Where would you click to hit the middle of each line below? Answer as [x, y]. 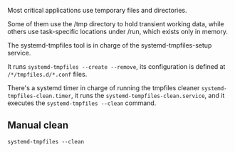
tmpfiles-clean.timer [40, 96]
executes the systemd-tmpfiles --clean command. [82, 103]
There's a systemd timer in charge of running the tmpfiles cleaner [104, 88]
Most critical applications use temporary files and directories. [97, 10]
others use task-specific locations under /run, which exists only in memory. [118, 32]
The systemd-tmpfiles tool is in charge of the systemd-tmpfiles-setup [110, 45]
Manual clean [38, 125]
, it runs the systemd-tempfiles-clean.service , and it [148, 96]
